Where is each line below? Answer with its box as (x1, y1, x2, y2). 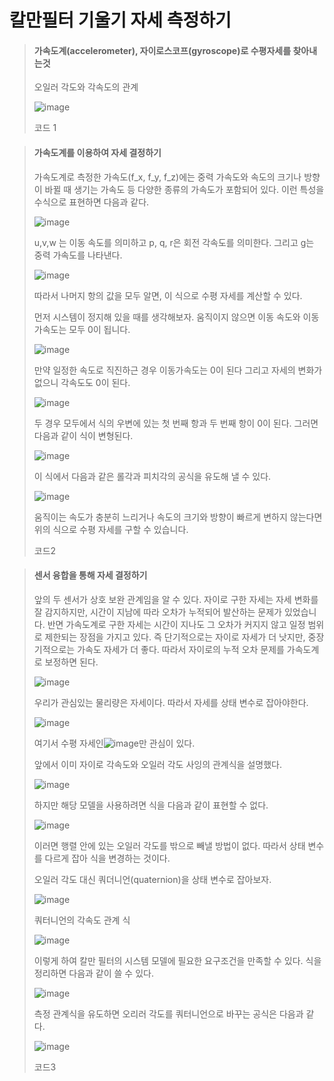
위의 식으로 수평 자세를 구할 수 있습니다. (33, 523, 189, 535)
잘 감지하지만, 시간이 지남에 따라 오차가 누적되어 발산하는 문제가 (33, 606, 282, 618)
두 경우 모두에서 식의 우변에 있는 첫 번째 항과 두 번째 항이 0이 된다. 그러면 (33, 417, 319, 429)
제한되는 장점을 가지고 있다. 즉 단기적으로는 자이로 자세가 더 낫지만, (44, 631, 306, 643)
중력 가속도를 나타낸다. (33, 249, 123, 261)
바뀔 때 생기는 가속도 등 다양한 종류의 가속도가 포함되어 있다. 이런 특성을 (44, 183, 325, 195)
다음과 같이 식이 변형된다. (33, 429, 134, 441)
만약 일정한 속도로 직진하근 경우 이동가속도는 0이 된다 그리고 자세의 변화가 (33, 364, 323, 376)
